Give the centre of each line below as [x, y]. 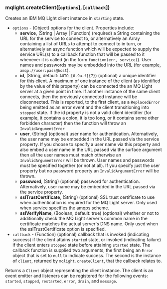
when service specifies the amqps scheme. [65, 208]
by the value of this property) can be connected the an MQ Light [86, 86]
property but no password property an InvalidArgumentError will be [89, 171]
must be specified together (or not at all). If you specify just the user [90, 165]
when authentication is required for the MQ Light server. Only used [88, 203]
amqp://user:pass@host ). [45, 70]
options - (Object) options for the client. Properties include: [73, 28]
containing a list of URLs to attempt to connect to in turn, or [81, 44]
